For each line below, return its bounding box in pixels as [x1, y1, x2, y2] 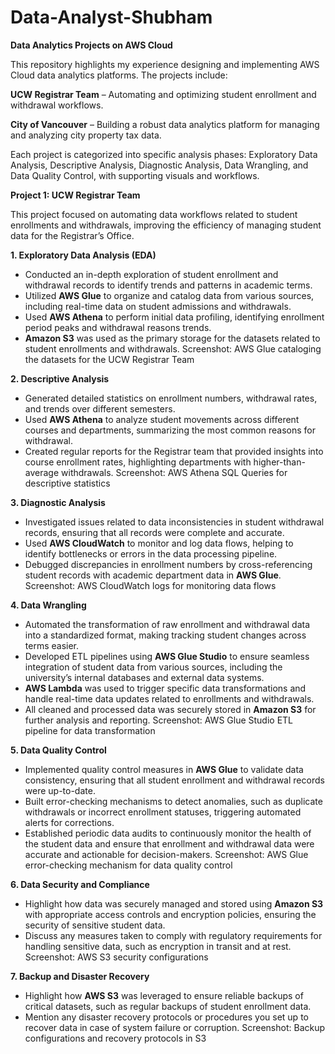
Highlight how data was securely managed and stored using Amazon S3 [24, 897, 324, 910]
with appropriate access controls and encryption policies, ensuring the [24, 908, 317, 920]
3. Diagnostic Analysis [10, 496, 106, 508]
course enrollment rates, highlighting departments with [24, 456, 252, 468]
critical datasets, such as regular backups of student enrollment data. [24, 1000, 312, 1012]
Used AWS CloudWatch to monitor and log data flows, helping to [24, 537, 294, 549]
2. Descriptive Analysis [10, 372, 110, 385]
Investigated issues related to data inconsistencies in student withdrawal [24, 516, 325, 528]
